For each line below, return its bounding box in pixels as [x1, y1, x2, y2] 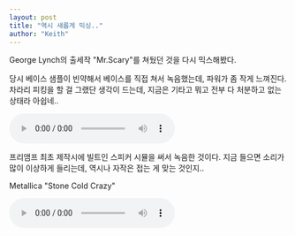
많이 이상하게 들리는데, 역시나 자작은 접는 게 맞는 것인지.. [9, 163, 205, 173]
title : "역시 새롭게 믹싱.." [9, 21, 103, 30]
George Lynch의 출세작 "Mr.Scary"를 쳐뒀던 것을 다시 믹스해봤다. [9, 55, 237, 65]
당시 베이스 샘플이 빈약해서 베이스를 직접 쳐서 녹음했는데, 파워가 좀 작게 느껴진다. [9, 73, 287, 84]
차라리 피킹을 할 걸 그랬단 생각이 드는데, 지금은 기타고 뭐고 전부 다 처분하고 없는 [9, 85, 283, 95]
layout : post [9, 12, 57, 22]
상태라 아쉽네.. [9, 95, 59, 106]
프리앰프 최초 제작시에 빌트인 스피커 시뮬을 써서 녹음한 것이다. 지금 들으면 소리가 [9, 152, 285, 163]
